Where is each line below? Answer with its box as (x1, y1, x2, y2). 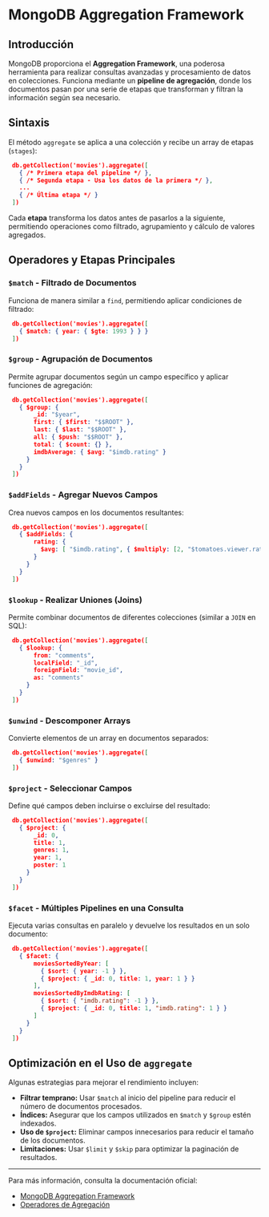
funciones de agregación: (8, 380, 94, 390)
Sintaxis (8, 116, 50, 130)
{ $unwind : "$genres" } (18, 756, 98, 764)
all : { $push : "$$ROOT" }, (33, 433, 124, 442)
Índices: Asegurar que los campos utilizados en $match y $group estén (19, 1110, 251, 1120)
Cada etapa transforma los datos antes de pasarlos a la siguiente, (8, 213, 226, 223)
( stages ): (8, 146, 38, 156)
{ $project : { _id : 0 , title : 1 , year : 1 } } (40, 974, 195, 983)
